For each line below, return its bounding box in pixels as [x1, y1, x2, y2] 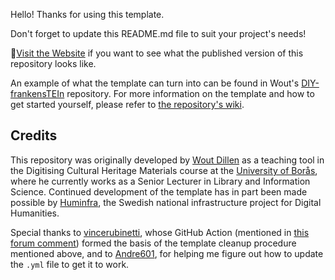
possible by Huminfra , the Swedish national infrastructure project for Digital [10, 196, 322, 208]
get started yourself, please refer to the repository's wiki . [10, 99, 245, 110]
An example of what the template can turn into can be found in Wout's [10, 77, 300, 89]
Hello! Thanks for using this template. [10, 9, 165, 20]
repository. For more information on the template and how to [66, 88, 315, 99]
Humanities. [10, 207, 60, 219]
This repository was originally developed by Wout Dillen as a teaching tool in [10, 154, 325, 166]
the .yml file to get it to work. [10, 258, 130, 270]
